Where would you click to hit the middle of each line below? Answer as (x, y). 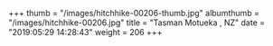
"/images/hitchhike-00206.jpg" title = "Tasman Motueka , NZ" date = (137, 23)
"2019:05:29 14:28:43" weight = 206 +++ (85, 32)
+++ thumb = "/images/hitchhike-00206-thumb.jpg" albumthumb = (134, 13)
